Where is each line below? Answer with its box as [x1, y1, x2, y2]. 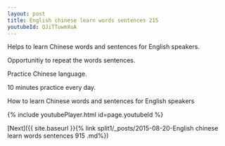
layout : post [7, 10, 46, 18]
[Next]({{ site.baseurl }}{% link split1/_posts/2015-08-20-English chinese [7, 124, 219, 133]
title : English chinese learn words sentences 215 [7, 17, 159, 24]
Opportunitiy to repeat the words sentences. [7, 56, 136, 65]
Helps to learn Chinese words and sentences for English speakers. [7, 43, 200, 51]
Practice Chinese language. [7, 69, 87, 78]
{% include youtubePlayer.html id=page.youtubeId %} [7, 110, 164, 119]
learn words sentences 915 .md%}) [7, 131, 109, 140]
